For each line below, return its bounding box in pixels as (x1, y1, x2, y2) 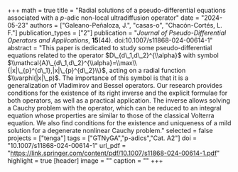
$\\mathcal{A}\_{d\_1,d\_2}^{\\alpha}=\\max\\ (7, 59, 137, 67)
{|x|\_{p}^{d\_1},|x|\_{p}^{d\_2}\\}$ (7, 67, 107, 74)
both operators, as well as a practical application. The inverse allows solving (7, 96, 231, 105)
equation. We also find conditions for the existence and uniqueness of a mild (7, 119, 232, 127)
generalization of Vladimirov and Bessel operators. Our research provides (7, 81, 222, 89)
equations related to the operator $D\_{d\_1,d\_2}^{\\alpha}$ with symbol (7, 51, 219, 59)
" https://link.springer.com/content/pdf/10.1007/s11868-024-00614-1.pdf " (7, 149, 220, 157)
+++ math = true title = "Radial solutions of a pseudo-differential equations (7, 6, 226, 14)
